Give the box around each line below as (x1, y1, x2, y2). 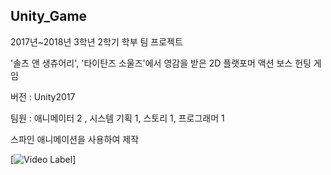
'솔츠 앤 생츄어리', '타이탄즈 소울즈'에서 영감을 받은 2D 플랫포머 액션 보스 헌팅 (10, 57, 312, 69)
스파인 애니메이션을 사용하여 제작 (10, 133, 140, 145)
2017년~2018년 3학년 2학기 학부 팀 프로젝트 (10, 35, 183, 48)
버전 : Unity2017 (10, 90, 76, 103)
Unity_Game (10, 8, 88, 25)
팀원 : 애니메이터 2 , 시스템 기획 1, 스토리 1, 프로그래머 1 (10, 112, 225, 124)
